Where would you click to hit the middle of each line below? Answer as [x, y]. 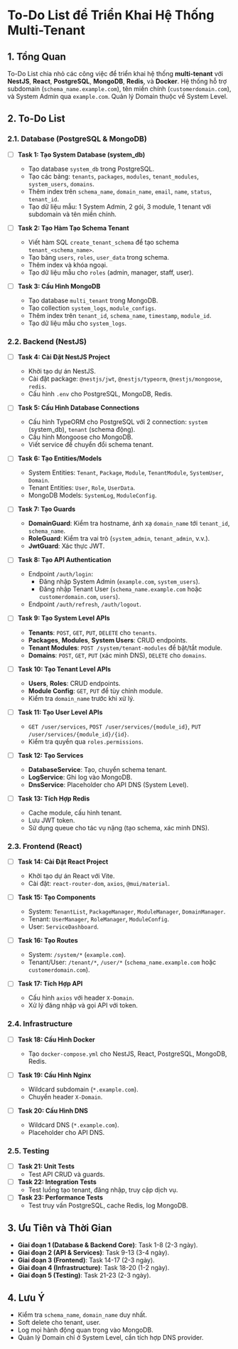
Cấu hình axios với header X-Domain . [81, 998]
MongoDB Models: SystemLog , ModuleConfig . [92, 495]
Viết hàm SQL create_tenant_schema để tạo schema [103, 242]
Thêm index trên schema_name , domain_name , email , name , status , [120, 191]
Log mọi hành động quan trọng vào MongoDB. [86, 1330]
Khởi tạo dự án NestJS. [62, 371]
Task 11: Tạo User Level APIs [60, 712]
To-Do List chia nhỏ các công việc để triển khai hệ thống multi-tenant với [115, 74]
